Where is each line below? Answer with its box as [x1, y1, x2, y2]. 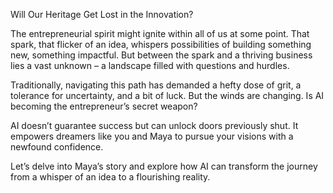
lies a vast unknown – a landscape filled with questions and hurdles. [10, 60, 290, 71]
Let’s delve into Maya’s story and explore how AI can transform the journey [10, 160, 318, 172]
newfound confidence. [10, 141, 104, 153]
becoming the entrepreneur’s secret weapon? [10, 100, 198, 112]
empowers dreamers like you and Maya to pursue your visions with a [10, 130, 294, 142]
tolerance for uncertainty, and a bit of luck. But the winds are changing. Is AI [10, 90, 325, 101]
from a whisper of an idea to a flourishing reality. [10, 171, 211, 183]
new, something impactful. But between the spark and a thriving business [10, 49, 313, 61]
